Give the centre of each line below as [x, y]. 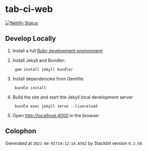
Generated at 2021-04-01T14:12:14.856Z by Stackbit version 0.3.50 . [74, 143]
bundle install [30, 88]
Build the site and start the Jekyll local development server [73, 97]
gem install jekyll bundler [44, 69]
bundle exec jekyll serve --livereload [56, 106]
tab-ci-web [29, 9]
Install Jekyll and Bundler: [39, 60]
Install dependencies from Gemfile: [48, 79]
